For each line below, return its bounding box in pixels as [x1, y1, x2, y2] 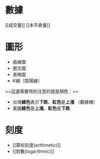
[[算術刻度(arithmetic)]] [12, 142, 61, 148]
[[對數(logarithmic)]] [12, 148, 54, 154]
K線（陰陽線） [12, 77, 43, 83]
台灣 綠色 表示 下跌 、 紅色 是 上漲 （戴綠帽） [12, 98, 98, 105]
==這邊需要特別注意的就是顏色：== [5, 88, 79, 94]
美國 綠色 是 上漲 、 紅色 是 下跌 [12, 105, 70, 111]
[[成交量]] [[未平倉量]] [5, 22, 50, 28]
